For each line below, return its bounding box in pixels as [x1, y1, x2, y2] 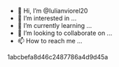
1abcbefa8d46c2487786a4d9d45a [7, 53, 108, 61]
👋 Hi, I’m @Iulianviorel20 [17, 7, 88, 15]
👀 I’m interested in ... [17, 14, 77, 22]
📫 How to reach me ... [17, 37, 83, 45]
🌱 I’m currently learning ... [17, 22, 92, 29]
